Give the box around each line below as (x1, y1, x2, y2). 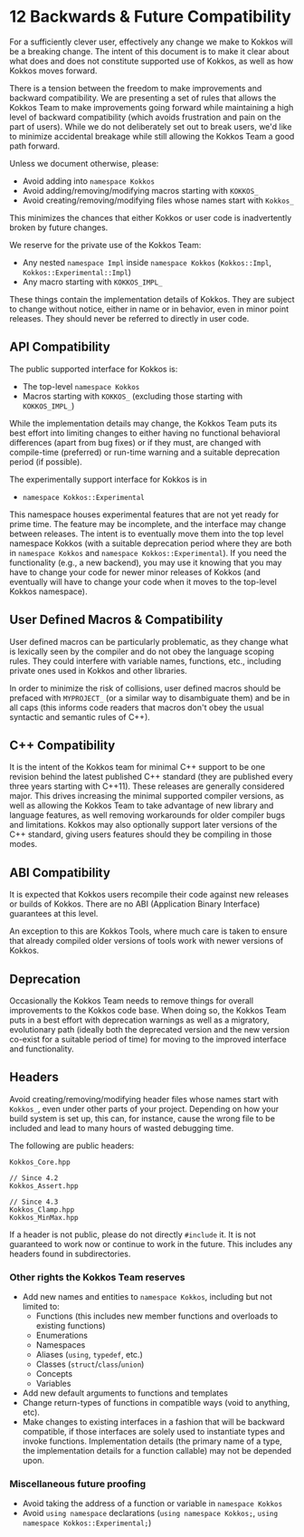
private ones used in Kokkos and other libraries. (9, 665, 187, 676)
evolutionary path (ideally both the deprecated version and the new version (9, 1024, 290, 1034)
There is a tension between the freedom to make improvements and (9, 82, 262, 93)
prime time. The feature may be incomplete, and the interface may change (9, 518, 287, 529)
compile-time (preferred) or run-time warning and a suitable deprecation (9, 447, 280, 457)
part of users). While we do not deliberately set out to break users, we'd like (9, 120, 292, 132)
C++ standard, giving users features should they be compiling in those (9, 829, 272, 840)
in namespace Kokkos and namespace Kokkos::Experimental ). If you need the (9, 547, 287, 558)
